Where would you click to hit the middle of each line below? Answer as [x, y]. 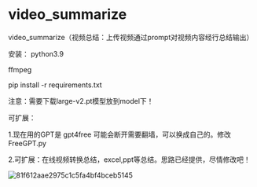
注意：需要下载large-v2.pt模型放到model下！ [81, 101]
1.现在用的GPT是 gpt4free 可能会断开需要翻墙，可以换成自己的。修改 [120, 134]
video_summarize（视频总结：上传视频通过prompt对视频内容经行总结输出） [131, 37]
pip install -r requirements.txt [55, 85]
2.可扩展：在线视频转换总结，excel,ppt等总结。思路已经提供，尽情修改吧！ [130, 159]
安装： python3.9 [36, 53]
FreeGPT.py [28, 143]
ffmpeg [20, 69]
